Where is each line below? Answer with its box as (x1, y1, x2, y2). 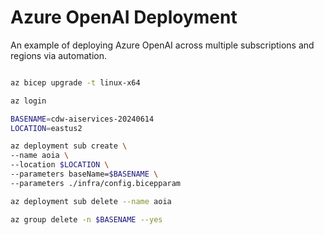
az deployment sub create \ (10, 141, 128, 151)
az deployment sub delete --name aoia (10, 196, 172, 206)
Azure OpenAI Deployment (10, 6, 238, 29)
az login (10, 96, 47, 106)
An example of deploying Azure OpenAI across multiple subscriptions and (10, 39, 315, 51)
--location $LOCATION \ (10, 160, 110, 170)
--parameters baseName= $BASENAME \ (10, 169, 159, 180)
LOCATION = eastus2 (10, 123, 83, 133)
